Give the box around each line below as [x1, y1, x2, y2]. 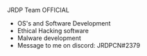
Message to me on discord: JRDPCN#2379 [17, 41, 141, 49]
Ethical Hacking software [17, 27, 89, 35]
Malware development [17, 34, 82, 42]
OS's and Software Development [17, 19, 111, 27]
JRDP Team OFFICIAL [7, 6, 69, 14]
